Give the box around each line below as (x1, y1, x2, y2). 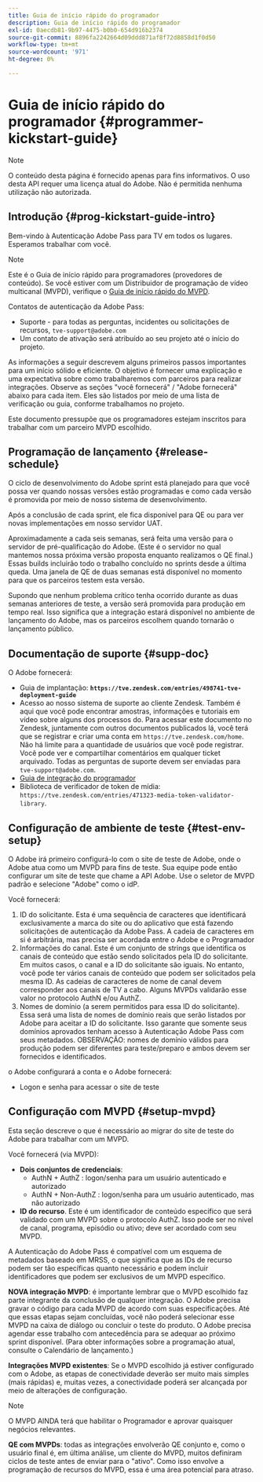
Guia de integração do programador (19, 773, 136, 783)
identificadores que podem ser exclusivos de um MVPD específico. (8, 1271, 226, 1281)
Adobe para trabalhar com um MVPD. (8, 1134, 130, 1143)
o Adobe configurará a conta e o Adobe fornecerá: (8, 1067, 172, 1077)
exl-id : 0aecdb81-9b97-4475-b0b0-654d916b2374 (8, 26, 163, 34)
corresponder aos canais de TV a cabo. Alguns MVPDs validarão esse (19, 985, 247, 995)
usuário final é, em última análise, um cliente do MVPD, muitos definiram (8, 1447, 242, 1458)
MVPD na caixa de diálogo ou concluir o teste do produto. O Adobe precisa (8, 1320, 251, 1330)
